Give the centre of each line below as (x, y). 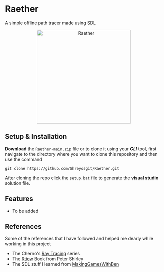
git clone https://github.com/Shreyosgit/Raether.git (62, 168)
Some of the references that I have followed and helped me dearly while (79, 239)
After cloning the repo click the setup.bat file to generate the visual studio (82, 178)
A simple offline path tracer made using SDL (51, 23)
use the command (24, 159)
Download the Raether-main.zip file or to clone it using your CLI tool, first (81, 149)
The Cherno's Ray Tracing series (46, 254)
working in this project (28, 244)
